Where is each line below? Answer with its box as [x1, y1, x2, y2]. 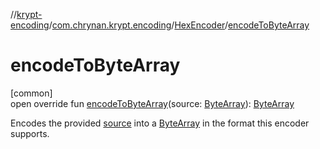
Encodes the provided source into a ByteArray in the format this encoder [10, 117, 310, 129]
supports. [10, 127, 50, 139]
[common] [10, 87, 53, 99]
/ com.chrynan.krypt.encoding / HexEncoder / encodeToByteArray [48, 19, 310, 31]
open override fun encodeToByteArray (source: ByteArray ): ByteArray [10, 97, 295, 109]
